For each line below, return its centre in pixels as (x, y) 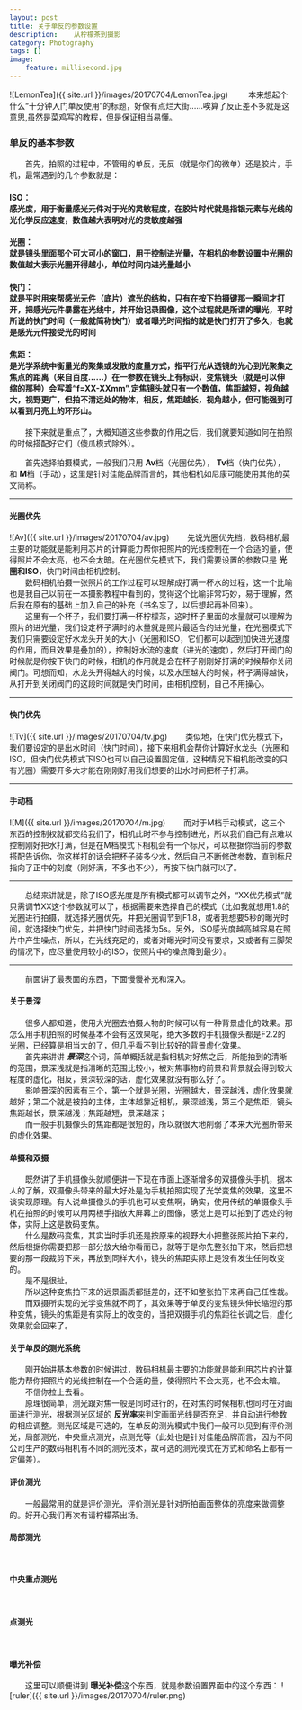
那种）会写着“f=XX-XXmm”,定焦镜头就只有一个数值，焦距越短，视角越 (157, 388)
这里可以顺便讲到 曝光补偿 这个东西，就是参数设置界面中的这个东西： (152, 1686)
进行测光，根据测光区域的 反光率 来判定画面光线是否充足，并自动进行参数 (152, 1415)
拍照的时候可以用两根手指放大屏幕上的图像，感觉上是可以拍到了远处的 (155, 1213)
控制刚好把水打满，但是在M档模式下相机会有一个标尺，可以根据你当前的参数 (151, 845)
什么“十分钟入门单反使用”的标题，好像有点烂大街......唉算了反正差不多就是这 (150, 105)
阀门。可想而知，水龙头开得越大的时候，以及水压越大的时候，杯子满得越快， (151, 672)
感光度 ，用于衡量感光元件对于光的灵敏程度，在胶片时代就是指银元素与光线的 (151, 209)
